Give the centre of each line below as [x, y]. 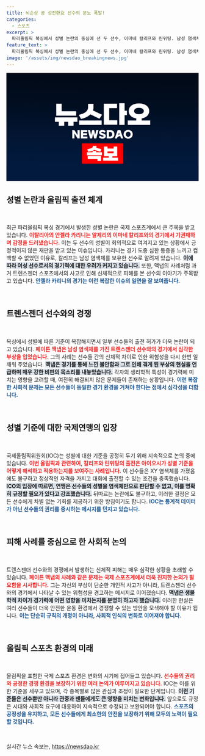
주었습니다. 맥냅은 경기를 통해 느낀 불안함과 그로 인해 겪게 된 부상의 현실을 [104, 364]
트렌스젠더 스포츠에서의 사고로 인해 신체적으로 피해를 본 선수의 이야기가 [97, 273]
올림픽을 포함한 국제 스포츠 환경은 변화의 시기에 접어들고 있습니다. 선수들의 [95, 676]
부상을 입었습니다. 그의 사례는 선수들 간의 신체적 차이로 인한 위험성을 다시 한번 [99, 357]
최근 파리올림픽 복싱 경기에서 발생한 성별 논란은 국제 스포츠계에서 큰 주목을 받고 [101, 227]
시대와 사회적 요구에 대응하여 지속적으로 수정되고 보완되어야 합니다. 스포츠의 [103, 707]
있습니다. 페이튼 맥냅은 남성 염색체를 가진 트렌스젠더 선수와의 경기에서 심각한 [103, 349]
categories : [21, 19]
